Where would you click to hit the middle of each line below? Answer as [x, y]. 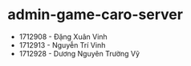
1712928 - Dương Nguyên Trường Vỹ [79, 53]
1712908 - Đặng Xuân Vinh [63, 37]
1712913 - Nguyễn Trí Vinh [62, 45]
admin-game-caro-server [95, 15]
